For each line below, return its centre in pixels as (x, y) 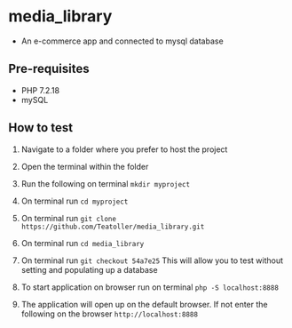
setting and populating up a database (89, 269)
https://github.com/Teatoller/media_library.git (113, 227)
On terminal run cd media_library (83, 243)
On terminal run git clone (69, 218)
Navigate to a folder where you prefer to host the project (124, 149)
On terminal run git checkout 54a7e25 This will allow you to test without (152, 260)
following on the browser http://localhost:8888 (110, 314)
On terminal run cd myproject (75, 201)
